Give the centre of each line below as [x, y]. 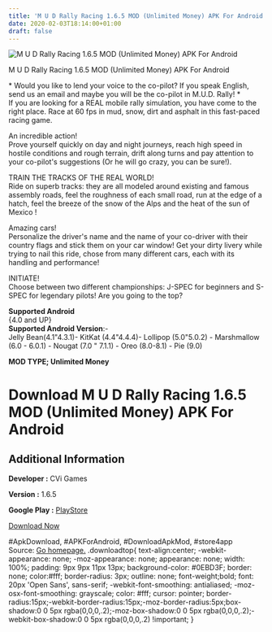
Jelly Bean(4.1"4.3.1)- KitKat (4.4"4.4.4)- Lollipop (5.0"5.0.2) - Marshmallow [134, 338]
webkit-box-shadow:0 [45, 620]
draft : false [30, 31]
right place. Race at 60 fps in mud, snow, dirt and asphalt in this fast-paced [134, 111]
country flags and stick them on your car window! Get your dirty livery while [135, 246]
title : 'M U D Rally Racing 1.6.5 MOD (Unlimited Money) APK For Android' [138, 16]
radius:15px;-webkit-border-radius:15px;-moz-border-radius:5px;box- [125, 602]
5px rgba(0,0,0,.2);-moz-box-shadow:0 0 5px [126, 611]
